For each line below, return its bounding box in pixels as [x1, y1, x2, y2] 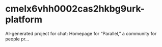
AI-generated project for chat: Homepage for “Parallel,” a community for [5, 30, 157, 36]
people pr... [5, 36, 30, 42]
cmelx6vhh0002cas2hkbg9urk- [5, 3, 145, 15]
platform [5, 14, 42, 25]
